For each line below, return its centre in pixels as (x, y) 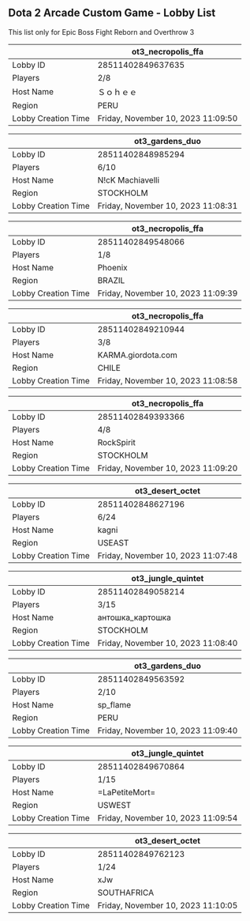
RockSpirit (116, 442)
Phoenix (112, 267)
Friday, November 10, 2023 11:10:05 (168, 905)
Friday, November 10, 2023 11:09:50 (168, 118)
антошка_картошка (134, 617)
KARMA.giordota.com (137, 355)
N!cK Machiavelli (129, 179)
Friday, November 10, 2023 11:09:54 (168, 817)
